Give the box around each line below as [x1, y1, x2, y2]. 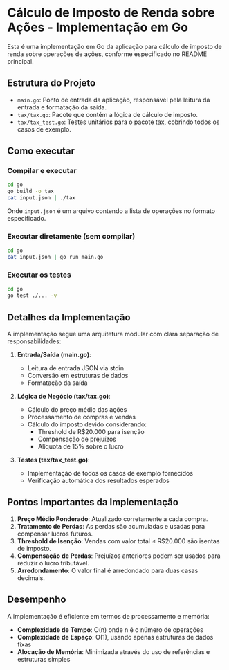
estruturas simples [17, 655, 71, 663]
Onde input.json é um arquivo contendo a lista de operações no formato [7, 207, 216, 215]
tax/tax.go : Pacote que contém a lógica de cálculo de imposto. [17, 110, 199, 118]
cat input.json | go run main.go [7, 254, 104, 261]
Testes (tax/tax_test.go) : [17, 455, 90, 464]
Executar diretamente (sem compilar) [7, 231, 136, 241]
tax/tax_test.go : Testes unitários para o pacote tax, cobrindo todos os [17, 118, 220, 126]
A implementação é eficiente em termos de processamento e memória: [7, 612, 210, 620]
